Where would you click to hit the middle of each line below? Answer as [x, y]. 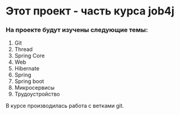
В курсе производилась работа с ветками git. [65, 106]
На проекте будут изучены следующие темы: [77, 30]
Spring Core [29, 56]
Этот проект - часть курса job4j [90, 11]
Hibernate [27, 69]
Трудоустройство [37, 94]
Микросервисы [35, 88]
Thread [23, 49]
